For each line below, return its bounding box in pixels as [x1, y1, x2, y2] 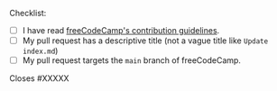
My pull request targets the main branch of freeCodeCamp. [22, 55, 242, 66]
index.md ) [22, 45, 59, 57]
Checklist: [9, 8, 47, 18]
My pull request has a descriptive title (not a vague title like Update [22, 35, 269, 46]
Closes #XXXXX [9, 73, 69, 84]
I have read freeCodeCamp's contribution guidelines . [22, 25, 220, 35]
